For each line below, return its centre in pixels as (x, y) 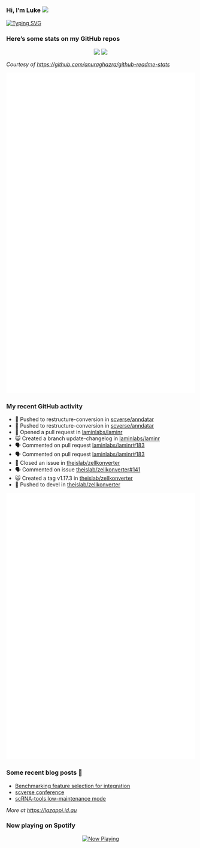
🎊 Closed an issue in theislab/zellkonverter (67, 463)
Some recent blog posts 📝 (44, 772)
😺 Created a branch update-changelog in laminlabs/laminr (87, 438)
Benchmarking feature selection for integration (72, 786)
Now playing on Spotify (41, 826)
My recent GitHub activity (44, 406)
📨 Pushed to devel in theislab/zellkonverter (68, 485)
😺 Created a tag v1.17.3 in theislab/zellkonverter (74, 478)
